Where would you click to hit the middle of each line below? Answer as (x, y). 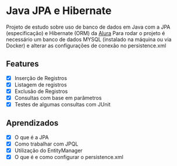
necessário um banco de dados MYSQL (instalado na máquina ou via (89, 39)
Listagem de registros (40, 84)
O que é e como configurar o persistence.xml (69, 157)
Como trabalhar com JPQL (46, 144)
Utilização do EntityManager (48, 151)
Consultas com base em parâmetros (58, 98)
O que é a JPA (31, 137)
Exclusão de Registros (41, 91)
